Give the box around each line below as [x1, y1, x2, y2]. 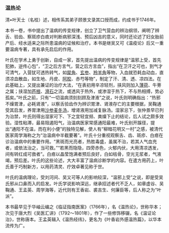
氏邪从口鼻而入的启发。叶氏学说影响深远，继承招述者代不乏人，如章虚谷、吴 [5, 181, 164, 187]
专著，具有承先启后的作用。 [18, 46, 76, 52]
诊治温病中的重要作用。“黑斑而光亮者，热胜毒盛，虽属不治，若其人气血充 [5, 139, 157, 145]
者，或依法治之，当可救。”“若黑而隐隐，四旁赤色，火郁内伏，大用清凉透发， [5, 145, 161, 151]
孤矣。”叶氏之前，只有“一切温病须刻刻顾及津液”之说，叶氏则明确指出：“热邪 [5, 94, 161, 101]
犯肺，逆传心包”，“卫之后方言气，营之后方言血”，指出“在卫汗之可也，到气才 [5, 63, 163, 69]
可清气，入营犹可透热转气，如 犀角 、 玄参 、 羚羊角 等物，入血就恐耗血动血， [5, 69, 159, 76]
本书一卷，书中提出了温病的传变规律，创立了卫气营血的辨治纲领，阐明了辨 [5, 28, 159, 34]
